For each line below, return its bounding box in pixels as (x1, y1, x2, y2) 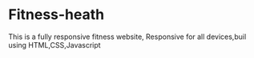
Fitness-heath (8, 6, 105, 24)
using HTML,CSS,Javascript (8, 40, 102, 49)
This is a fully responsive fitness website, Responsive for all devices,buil (8, 32, 247, 41)
